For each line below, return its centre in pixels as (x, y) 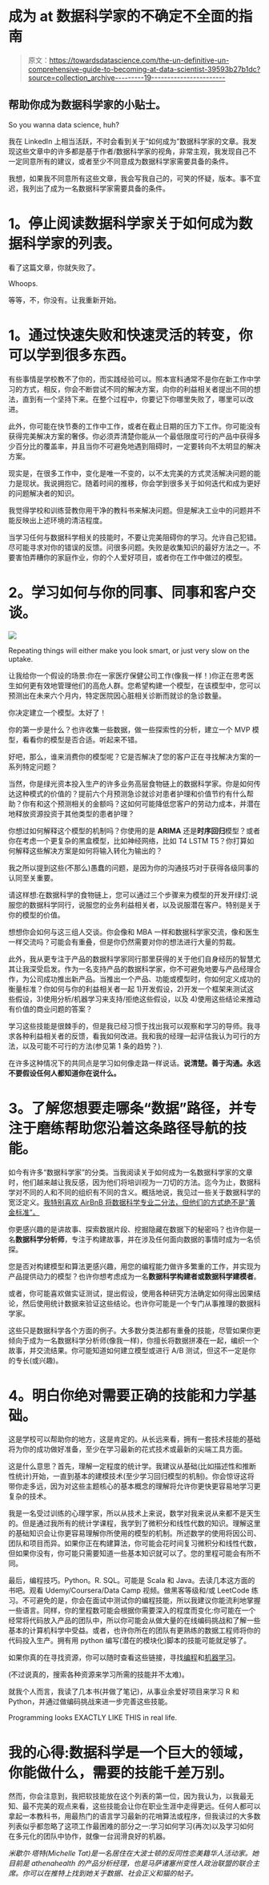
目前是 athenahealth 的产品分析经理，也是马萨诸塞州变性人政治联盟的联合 (130, 1863)
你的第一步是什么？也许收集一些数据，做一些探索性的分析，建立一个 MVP (129, 729)
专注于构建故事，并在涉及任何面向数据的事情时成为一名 (162, 1239)
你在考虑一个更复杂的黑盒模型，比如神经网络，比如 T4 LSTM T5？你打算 (128, 840)
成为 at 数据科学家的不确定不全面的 (123, 16)
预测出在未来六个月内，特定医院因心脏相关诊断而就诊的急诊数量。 (117, 695)
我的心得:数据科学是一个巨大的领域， (130, 1752)
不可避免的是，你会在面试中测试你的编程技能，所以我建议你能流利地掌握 (141, 1601)
